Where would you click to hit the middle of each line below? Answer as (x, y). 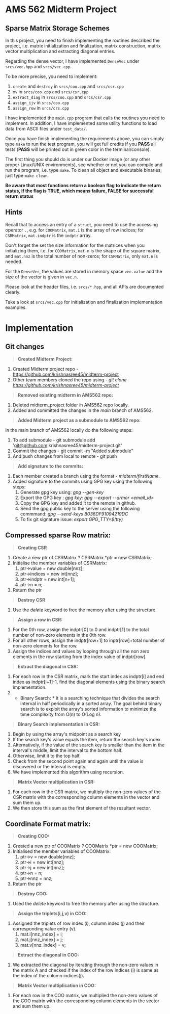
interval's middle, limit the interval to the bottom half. (67, 750)
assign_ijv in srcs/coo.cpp (41, 102)
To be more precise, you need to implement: (52, 76)
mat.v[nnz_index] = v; (43, 945)
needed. (14, 262)
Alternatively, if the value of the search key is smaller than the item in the (89, 745)
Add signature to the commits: (50, 466)
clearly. (13, 292)
